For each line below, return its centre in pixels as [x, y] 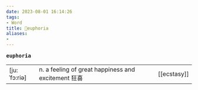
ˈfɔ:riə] [18, 78]
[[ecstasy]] [174, 74]
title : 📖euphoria [27, 28]
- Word [14, 22]
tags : [13, 17]
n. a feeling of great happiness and [87, 70]
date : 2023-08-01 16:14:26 [39, 12]
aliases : [17, 34]
